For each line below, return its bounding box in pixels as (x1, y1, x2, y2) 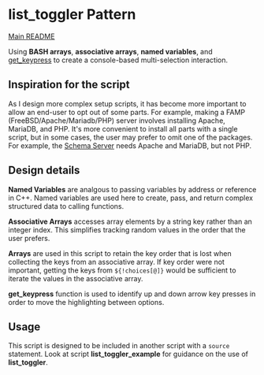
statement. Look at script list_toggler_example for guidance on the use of (8, 349, 249, 359)
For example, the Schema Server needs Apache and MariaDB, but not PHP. (8, 140, 252, 150)
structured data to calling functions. (8, 201, 125, 210)
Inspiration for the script (8, 78, 130, 91)
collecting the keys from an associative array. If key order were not (8, 257, 225, 266)
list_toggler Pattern (8, 6, 136, 24)
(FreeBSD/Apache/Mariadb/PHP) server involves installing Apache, (8, 116, 226, 125)
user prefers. (8, 233, 50, 243)
